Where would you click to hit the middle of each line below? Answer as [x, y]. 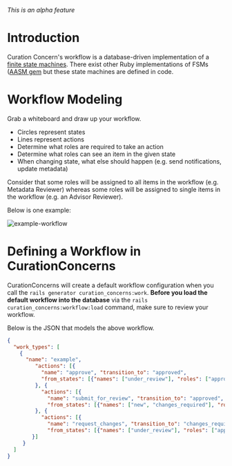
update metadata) [42, 168]
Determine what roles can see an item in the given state [96, 154]
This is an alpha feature [41, 10]
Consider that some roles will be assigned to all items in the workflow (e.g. [113, 182]
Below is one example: [39, 210]
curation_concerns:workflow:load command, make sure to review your [108, 307]
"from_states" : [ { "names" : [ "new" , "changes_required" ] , [131, 405]
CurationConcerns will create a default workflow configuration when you [110, 285]
